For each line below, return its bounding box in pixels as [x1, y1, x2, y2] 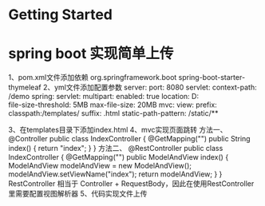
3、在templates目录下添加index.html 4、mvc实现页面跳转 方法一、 [8, 125, 227, 135]
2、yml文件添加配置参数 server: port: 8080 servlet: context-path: [42, 82, 257, 93]
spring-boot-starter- [178, 73, 246, 82]
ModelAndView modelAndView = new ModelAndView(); [8, 161, 192, 171]
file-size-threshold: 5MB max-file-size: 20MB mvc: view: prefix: [8, 100, 217, 109]
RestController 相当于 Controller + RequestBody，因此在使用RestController [8, 179, 255, 188]
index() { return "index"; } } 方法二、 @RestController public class [8, 144, 223, 153]
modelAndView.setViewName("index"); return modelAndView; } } [8, 169, 223, 179]
